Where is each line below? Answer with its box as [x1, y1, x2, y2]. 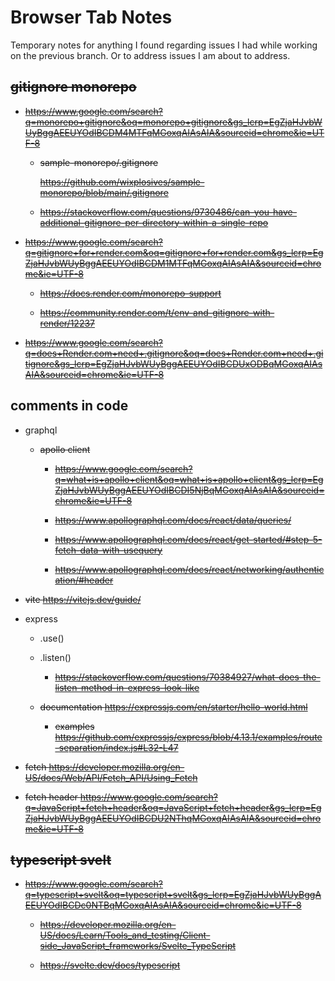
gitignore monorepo [10, 79, 137, 96]
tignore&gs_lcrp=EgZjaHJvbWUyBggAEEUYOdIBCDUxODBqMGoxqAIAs [24, 357, 323, 370]
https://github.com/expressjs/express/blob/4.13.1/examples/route [54, 731, 323, 743]
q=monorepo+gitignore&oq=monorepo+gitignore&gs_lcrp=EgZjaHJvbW [24, 116, 323, 128]
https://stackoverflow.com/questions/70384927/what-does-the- [54, 671, 321, 683]
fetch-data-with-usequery [54, 544, 163, 556]
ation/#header [54, 574, 114, 586]
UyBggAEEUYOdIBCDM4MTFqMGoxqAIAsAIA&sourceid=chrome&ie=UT [24, 126, 325, 138]
